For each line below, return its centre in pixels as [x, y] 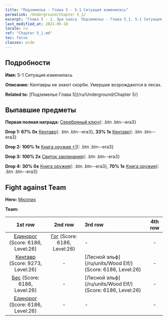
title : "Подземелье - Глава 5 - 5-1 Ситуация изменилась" [67, 10]
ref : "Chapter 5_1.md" [29, 33]
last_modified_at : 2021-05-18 [37, 24]
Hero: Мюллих [20, 200]
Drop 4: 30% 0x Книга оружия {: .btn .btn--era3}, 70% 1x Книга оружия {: [82, 167]
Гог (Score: [64, 236]
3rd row [94, 225]
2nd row [64, 225]
